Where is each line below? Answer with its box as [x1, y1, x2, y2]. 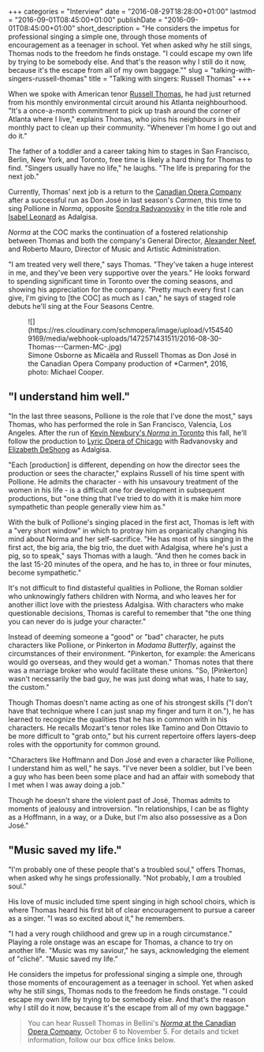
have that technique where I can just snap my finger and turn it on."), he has [8, 706, 255, 715]
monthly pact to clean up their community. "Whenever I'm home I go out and [8, 123, 257, 132]
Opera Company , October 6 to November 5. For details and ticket [27, 1027, 239, 1036]
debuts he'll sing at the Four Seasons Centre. [8, 302, 155, 311]
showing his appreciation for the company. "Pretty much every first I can [8, 285, 244, 294]
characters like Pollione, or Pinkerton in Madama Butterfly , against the [8, 640, 236, 650]
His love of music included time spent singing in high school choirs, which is [8, 896, 256, 906]
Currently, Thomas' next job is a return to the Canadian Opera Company [8, 187, 242, 196]
